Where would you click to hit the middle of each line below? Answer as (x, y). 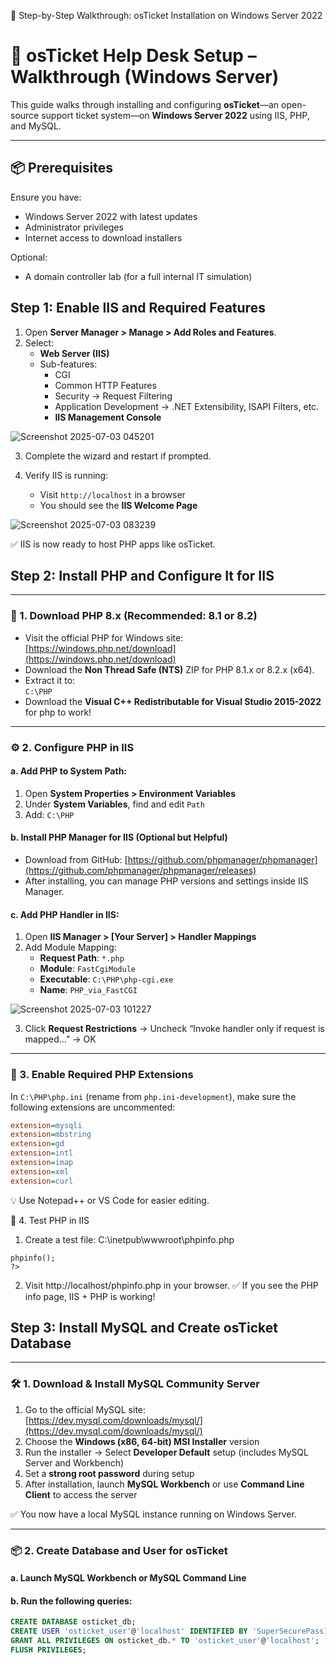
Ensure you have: (46, 197)
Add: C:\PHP (49, 814)
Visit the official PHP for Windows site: (104, 637)
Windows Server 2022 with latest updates (111, 216)
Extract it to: (50, 680)
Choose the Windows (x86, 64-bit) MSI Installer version (142, 1441)
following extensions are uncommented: (93, 1107)
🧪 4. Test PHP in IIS (50, 1220)
